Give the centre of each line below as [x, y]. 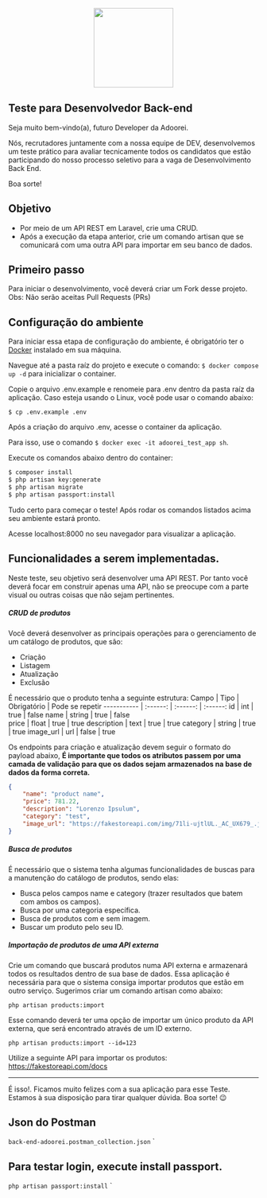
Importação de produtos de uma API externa [83, 945]
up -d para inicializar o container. [62, 374]
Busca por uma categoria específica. [80, 910]
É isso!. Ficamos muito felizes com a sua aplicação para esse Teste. [119, 1089]
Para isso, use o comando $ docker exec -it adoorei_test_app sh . [118, 442]
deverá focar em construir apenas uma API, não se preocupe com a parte [128, 586]
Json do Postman [52, 1122]
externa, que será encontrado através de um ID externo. [100, 1028]
